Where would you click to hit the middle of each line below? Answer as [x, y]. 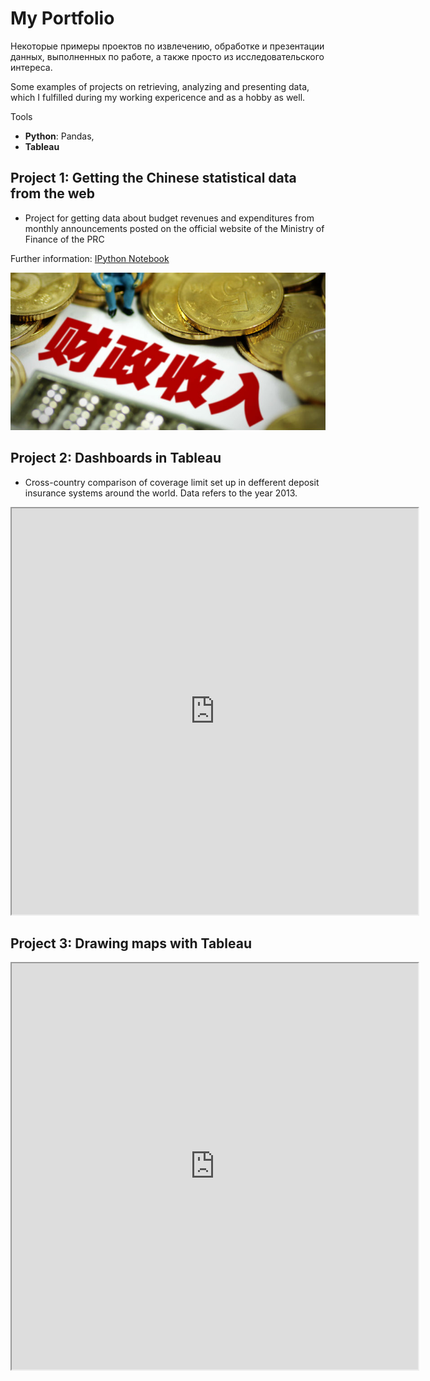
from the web [53, 193]
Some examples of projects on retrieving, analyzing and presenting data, [160, 86]
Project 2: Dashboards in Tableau [116, 458]
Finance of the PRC [64, 239]
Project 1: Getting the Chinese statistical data [153, 178]
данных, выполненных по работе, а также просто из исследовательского [167, 56]
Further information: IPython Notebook [90, 258]
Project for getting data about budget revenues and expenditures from [169, 218]
